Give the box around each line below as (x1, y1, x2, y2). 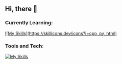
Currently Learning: (5, 19, 53, 26)
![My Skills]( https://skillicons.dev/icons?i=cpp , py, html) (5, 30, 117, 36)
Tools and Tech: (5, 42, 44, 49)
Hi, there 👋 (5, 5, 38, 13)
